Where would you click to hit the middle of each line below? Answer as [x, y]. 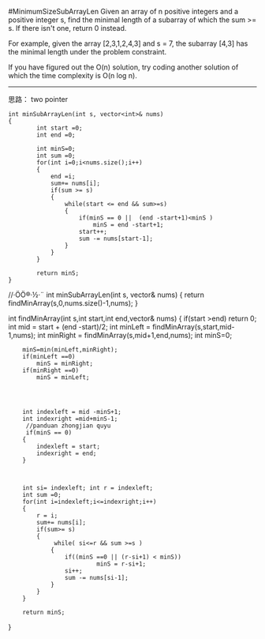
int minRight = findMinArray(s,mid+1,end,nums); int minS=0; [135, 335]
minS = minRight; [65, 363]
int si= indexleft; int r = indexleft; [88, 488]
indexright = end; [67, 453]
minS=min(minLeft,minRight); [70, 350]
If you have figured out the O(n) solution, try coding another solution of [123, 67]
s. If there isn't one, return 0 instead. [67, 28]
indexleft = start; [69, 446]
